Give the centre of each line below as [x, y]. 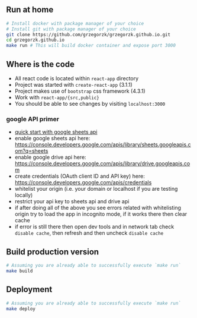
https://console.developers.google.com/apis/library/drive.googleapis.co [102, 163]
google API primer [33, 119]
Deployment [29, 290]
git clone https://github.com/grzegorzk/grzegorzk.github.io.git [88, 34]
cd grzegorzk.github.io [35, 40]
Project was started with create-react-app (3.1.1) [74, 85]
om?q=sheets [31, 151]
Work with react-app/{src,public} [57, 97]
